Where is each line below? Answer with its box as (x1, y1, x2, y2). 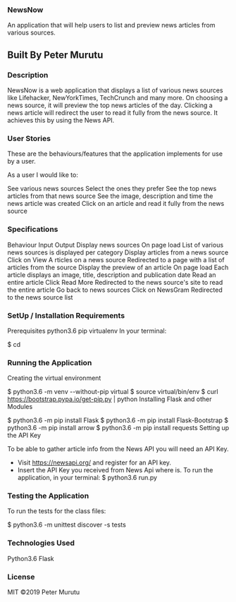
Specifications (7, 224, 58, 234)
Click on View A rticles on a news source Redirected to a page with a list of (7, 255, 225, 264)
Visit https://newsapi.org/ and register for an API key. (17, 458, 171, 467)
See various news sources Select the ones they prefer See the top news (7, 185, 217, 193)
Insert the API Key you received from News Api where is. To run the (17, 466, 213, 474)
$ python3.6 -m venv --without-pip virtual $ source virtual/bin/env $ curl (7, 388, 218, 396)
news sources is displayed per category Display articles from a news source (7, 248, 229, 257)
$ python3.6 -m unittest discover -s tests (7, 520, 127, 529)
